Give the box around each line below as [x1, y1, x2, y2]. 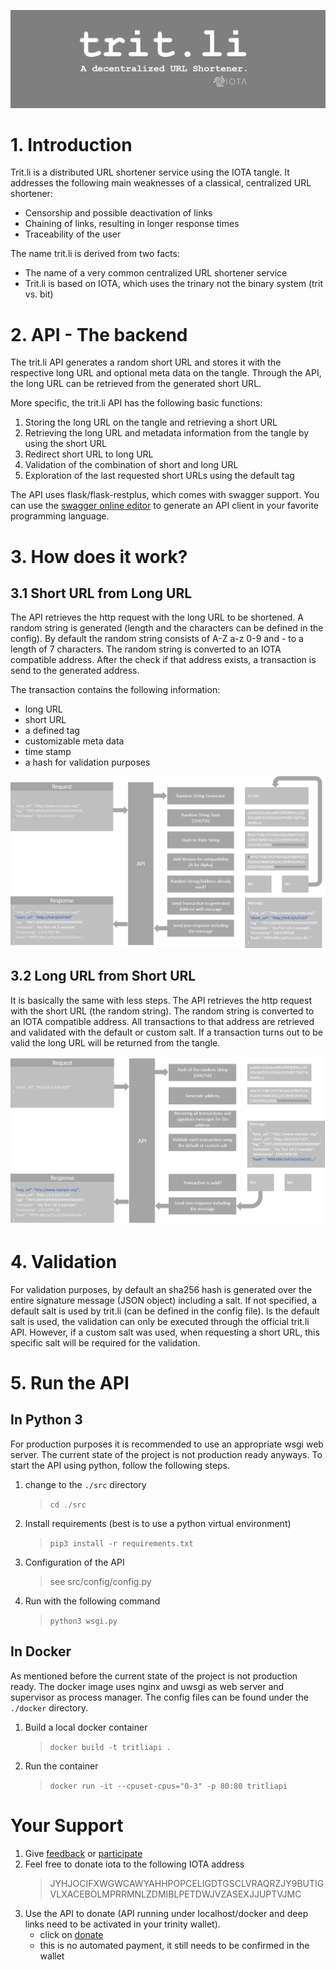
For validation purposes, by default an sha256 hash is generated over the [10, 1283, 313, 1295]
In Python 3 [10, 1411, 83, 1429]
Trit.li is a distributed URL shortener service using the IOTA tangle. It [10, 166, 290, 179]
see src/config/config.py [49, 1575, 152, 1587]
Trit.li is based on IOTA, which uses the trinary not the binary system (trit [24, 278, 323, 290]
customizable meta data [24, 735, 125, 747]
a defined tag [24, 725, 80, 737]
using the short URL [24, 438, 108, 450]
